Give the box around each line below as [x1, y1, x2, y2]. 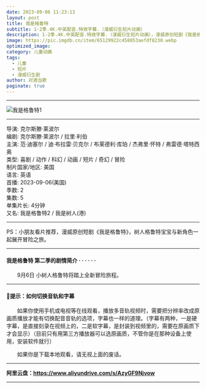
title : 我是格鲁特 [6, 20, 49, 26]
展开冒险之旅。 [11, 236, 50, 243]
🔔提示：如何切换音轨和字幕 [6, 292, 75, 300]
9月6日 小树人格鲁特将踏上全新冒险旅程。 [17, 271, 123, 279]
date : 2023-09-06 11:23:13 [6, 9, 75, 15]
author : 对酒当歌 [6, 77, 47, 83]
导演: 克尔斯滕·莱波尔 [6, 125, 60, 132]
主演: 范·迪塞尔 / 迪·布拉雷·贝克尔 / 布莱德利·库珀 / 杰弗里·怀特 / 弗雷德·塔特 [6, 140, 194, 148]
